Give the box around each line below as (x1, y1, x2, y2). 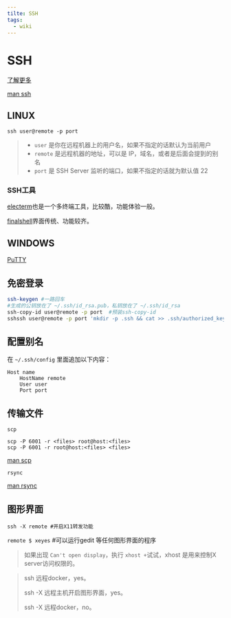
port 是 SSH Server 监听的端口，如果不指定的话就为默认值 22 (34, 166, 208, 175)
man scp (7, 456, 32, 465)
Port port (19, 387, 48, 394)
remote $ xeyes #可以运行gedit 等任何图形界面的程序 (7, 536, 157, 544)
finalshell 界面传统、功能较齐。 (7, 217, 93, 225)
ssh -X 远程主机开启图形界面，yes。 (23, 588, 127, 597)
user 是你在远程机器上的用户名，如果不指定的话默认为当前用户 (34, 141, 212, 149)
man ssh (7, 90, 32, 98)
